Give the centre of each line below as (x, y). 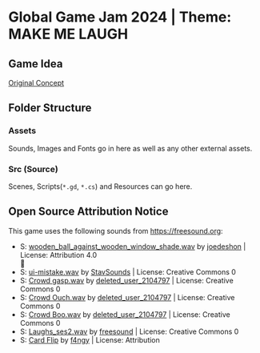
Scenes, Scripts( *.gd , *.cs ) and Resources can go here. (100, 186)
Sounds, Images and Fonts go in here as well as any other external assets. (130, 148)
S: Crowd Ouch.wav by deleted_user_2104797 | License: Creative (127, 297)
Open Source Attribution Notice (88, 212)
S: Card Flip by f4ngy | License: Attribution (90, 339)
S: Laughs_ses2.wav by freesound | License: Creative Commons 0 (129, 331)
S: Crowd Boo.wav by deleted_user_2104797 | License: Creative (125, 314)
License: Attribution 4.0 (58, 255)
